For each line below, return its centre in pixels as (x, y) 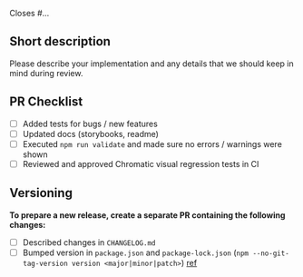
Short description (60, 41)
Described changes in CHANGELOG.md (89, 242)
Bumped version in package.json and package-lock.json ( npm (136, 252)
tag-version (45, 263)
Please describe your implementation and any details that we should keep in (151, 64)
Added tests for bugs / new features (90, 124)
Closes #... (29, 13)
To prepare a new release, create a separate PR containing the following (147, 215)
